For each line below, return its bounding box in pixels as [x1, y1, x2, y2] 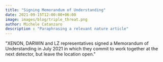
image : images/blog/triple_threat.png [5, 17, 88, 22]
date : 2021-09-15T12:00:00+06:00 [5, 12, 76, 17]
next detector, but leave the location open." [5, 51, 96, 57]
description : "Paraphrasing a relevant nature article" [5, 26, 129, 32]
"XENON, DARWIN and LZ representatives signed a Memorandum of [5, 40, 149, 46]
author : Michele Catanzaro [5, 21, 63, 27]
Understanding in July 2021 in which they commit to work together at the [5, 46, 158, 52]
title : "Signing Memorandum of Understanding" [5, 7, 106, 13]
